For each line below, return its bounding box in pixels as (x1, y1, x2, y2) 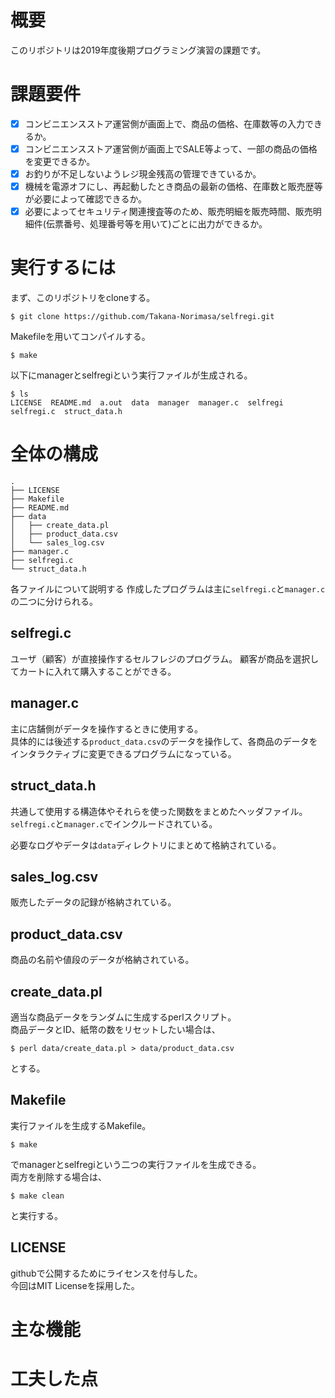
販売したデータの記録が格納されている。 (10, 896, 177, 908)
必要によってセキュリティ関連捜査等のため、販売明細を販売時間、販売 (24, 206, 313, 218)
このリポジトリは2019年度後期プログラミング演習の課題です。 (10, 44, 267, 56)
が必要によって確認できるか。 (24, 193, 148, 205)
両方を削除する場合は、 (10, 1171, 107, 1183)
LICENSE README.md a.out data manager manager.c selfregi (10, 398, 284, 408)
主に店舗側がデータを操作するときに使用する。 (10, 722, 203, 735)
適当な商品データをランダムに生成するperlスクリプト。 (10, 1011, 237, 1023)
